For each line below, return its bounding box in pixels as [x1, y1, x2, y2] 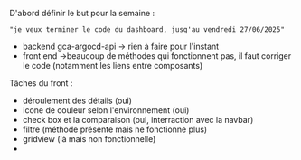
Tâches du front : [9, 78, 73, 89]
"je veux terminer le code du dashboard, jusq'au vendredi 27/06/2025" [9, 25, 285, 34]
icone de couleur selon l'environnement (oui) [22, 105, 190, 116]
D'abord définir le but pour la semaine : [9, 8, 155, 18]
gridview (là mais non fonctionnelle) [22, 134, 156, 144]
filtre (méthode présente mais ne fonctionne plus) [22, 124, 208, 135]
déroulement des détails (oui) [22, 95, 133, 106]
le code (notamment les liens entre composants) [22, 61, 203, 71]
